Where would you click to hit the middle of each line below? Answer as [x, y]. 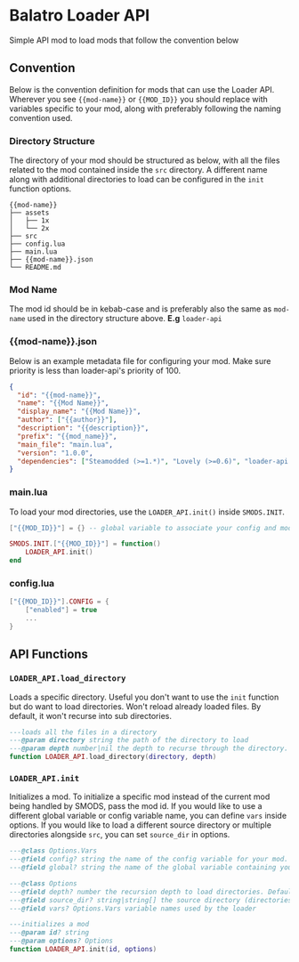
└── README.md [36, 268]
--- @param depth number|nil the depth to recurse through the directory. [149, 748]
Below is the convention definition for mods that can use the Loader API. [142, 89]
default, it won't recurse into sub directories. [90, 715]
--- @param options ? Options [61, 941]
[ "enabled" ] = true [61, 610]
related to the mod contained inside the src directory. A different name [138, 170]
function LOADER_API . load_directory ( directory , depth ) [113, 757]
